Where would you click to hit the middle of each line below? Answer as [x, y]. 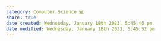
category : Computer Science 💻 [45, 12]
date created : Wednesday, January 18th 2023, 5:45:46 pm [79, 23]
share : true [21, 17]
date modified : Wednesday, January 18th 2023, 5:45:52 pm [80, 29]
